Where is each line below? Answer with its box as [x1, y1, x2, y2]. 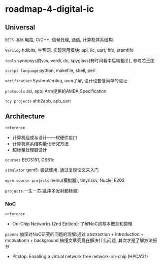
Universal [5, 23, 35, 32]
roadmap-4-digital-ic [5, 3, 95, 15]
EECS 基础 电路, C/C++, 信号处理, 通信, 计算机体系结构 [5, 37, 113, 42]
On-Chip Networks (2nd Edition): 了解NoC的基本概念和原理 [12, 221, 132, 227]
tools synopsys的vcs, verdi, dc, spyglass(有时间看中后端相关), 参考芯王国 [5, 58, 155, 64]
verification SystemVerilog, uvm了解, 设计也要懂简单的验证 [5, 78, 128, 83]
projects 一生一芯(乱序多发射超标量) [5, 188, 79, 194]
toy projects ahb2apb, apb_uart [5, 98, 71, 104]
